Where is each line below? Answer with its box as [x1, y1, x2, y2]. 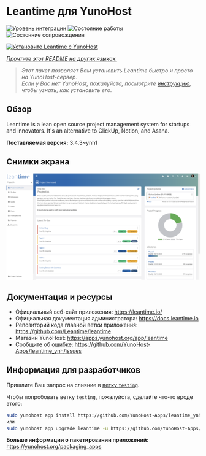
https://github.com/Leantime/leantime [15, 327, 112, 335]
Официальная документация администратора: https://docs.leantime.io [15, 314, 199, 322]
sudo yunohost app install [6, 412, 75, 419]
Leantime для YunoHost [6, 4, 132, 18]
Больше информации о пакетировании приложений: [6, 436, 149, 444]
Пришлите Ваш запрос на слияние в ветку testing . [6, 381, 140, 388]
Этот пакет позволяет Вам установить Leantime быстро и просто [21, 66, 193, 74]
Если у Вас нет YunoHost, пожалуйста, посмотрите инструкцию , [21, 80, 192, 87]
